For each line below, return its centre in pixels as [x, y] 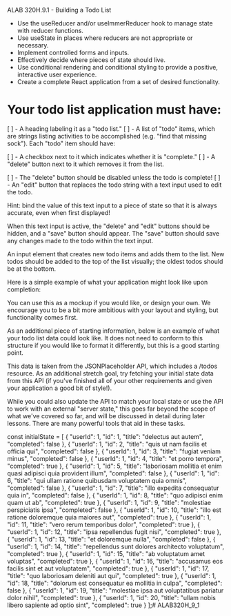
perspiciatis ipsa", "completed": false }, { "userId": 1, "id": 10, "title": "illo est [114, 510]
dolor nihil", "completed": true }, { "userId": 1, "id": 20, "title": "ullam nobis [111, 597]
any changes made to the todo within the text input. [80, 240]
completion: [24, 289]
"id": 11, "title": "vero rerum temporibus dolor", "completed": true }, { [103, 524]
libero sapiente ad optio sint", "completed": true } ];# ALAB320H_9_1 [103, 605]
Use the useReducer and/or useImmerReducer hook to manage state [115, 23]
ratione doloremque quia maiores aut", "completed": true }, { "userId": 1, [109, 517]
